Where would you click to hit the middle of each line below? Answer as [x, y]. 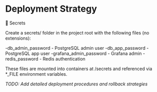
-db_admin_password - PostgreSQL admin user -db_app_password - [77, 48]
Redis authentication [64, 58]
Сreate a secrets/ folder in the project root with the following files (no [77, 33]
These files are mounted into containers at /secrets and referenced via [79, 69]
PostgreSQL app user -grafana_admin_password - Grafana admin [73, 53]
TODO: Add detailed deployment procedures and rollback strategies [76, 84]
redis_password [22, 58]
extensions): [18, 38]
